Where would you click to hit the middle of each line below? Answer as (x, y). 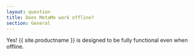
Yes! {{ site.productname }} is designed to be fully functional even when (97, 40)
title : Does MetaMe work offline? (50, 18)
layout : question (28, 12)
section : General (28, 23)
